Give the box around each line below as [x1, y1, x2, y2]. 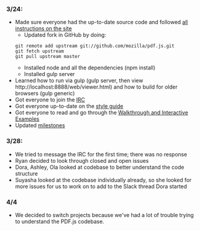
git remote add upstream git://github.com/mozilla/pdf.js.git [14, 43, 175, 49]
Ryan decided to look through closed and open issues [14, 157, 149, 164]
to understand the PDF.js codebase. [14, 218, 104, 225]
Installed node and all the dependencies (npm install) [23, 64, 155, 71]
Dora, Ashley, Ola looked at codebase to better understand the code [14, 163, 185, 171]
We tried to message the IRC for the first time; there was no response [14, 150, 187, 158]
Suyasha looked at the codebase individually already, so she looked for [14, 176, 192, 183]
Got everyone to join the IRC [14, 96, 86, 104]
